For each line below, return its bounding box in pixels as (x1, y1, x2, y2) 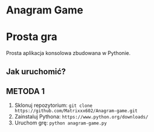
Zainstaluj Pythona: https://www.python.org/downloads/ (14, 113, 149, 120)
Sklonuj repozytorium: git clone (14, 102, 93, 109)
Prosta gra (6, 30, 57, 44)
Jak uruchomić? (6, 67, 66, 77)
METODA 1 (6, 86, 45, 96)
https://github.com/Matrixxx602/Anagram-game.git (14, 108, 138, 114)
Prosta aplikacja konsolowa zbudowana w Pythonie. (6, 50, 131, 57)
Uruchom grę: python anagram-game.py (14, 119, 107, 126)
